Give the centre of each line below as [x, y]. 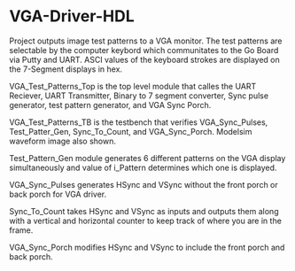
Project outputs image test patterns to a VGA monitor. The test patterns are [146, 41]
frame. [21, 230]
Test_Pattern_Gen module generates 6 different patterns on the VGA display [147, 158]
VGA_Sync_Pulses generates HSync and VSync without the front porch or [144, 184]
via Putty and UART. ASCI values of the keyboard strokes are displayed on [145, 59]
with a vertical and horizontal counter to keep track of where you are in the [145, 221]
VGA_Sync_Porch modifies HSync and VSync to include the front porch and [147, 247]
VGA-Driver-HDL [72, 16]
